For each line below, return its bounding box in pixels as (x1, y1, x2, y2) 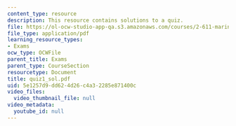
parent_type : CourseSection (7, 62, 90, 69)
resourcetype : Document (7, 69, 77, 76)
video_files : (7, 88, 46, 95)
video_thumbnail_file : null (13, 95, 96, 102)
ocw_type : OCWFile (7, 50, 61, 57)
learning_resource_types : (7, 36, 83, 43)
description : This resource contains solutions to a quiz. (7, 17, 184, 24)
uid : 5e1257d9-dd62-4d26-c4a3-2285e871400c (7, 82, 137, 89)
